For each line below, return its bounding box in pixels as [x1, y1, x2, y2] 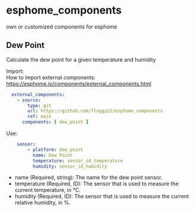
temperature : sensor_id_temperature [32, 158, 123, 163]
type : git [27, 102, 52, 108]
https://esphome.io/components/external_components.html [6, 80, 152, 87]
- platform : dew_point [27, 146, 84, 153]
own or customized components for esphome [6, 23, 117, 30]
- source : [17, 97, 41, 103]
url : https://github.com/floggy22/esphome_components [27, 108, 163, 114]
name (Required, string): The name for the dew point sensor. [14, 174, 163, 181]
